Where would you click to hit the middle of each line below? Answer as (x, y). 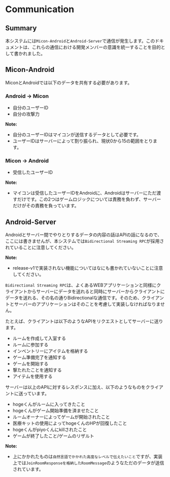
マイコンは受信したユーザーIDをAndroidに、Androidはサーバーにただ (84, 193)
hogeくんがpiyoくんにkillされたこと (50, 430)
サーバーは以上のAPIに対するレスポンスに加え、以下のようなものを (75, 387)
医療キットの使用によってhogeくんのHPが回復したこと (70, 423)
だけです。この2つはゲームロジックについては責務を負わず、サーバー (89, 199)
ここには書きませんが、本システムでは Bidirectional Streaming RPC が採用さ (85, 241)
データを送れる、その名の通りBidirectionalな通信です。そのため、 (74, 298)
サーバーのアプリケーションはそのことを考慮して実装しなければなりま (87, 304)
